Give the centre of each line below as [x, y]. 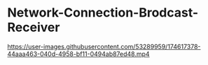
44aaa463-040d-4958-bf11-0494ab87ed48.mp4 [78, 54]
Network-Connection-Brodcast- [103, 13]
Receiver [34, 27]
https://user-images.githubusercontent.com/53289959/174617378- [104, 46]
